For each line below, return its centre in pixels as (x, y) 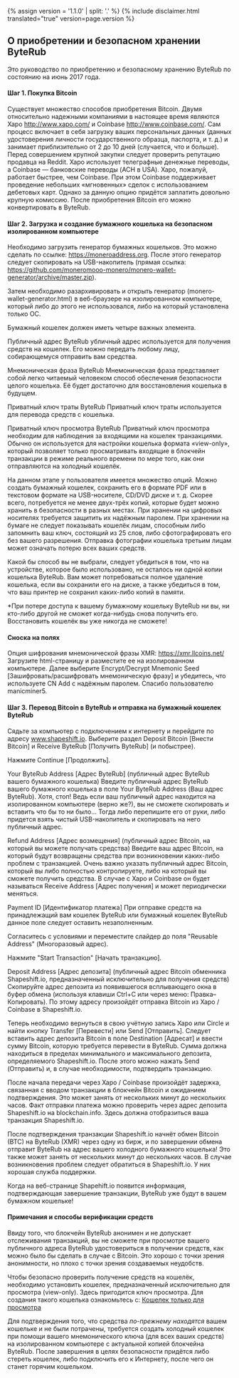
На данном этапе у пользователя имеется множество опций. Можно (112, 480)
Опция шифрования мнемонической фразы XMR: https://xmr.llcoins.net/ (116, 653)
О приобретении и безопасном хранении (104, 41)
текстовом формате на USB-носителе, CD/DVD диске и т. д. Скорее (110, 495)
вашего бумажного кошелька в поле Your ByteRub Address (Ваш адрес (116, 789)
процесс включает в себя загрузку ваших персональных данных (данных (119, 132)
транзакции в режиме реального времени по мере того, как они (106, 459)
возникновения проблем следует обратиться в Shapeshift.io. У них (109, 1164)
